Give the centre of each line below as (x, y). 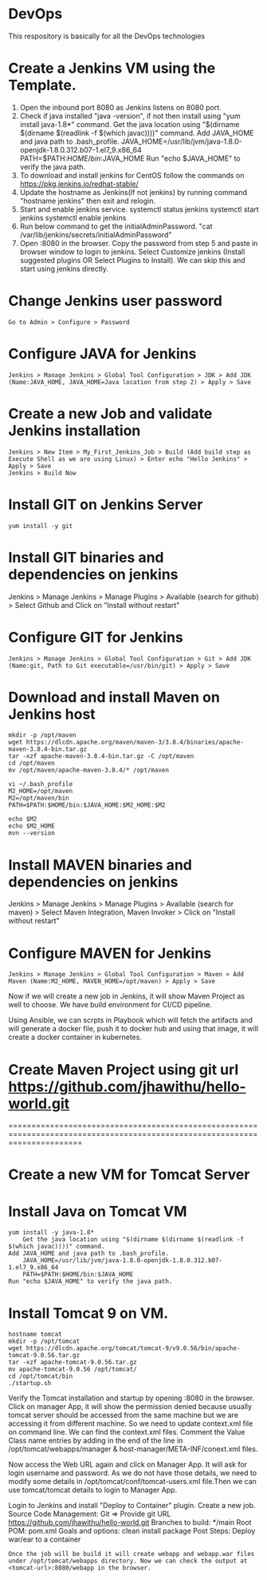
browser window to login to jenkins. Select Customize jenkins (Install (132, 252)
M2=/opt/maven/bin (39, 798)
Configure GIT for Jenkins (96, 637)
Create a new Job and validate (110, 413)
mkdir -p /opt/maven (43, 736)
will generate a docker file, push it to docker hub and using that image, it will (133, 1029)
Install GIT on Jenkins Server (106, 504)
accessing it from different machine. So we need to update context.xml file (131, 1423)
